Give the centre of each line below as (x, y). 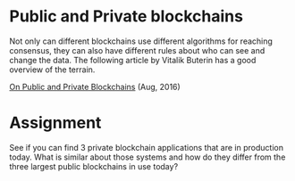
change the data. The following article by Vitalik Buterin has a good (133, 60)
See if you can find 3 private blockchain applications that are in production (147, 147)
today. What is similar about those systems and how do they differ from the (147, 157)
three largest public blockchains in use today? (94, 166)
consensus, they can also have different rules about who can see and (137, 50)
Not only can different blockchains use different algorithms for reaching (141, 41)
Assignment (55, 123)
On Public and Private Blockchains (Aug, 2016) (95, 86)
